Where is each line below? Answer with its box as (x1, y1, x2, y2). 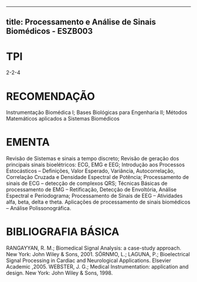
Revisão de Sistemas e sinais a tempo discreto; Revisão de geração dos (6, 155, 179, 162)
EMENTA (6, 136, 50, 149)
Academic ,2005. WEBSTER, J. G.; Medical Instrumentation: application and (6, 263, 189, 270)
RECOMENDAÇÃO (6, 90, 96, 103)
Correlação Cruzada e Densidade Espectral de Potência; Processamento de (6, 174, 189, 181)
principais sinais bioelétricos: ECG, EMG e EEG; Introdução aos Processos (6, 161, 185, 168)
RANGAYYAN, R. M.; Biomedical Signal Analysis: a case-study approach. (6, 245, 182, 252)
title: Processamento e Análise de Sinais (6, 17, 157, 27)
